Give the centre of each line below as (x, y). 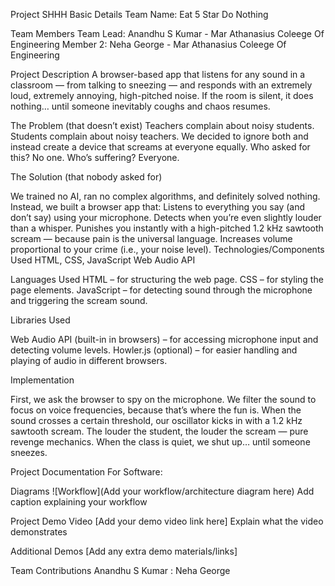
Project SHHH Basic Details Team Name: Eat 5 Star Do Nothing (139, 14)
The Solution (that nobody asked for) (86, 177)
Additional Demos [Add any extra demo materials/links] (124, 551)
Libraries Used (40, 320)
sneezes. (29, 452)
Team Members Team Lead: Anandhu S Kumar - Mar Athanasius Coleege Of (167, 33)
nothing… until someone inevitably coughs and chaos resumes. (140, 106)
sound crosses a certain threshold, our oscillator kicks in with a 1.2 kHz (156, 420)
